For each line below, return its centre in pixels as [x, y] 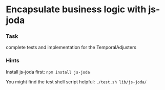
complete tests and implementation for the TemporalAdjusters [71, 48]
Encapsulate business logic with [76, 9]
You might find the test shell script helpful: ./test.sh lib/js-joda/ [76, 82]
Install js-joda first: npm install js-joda [48, 72]
